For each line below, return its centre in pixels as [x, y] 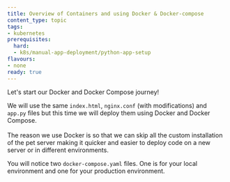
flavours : [22, 59]
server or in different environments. [58, 150]
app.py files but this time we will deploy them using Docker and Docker [109, 113]
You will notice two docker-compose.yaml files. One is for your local [102, 163]
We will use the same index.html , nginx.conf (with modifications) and [107, 105]
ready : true [24, 72]
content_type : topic [37, 20]
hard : [22, 46]
